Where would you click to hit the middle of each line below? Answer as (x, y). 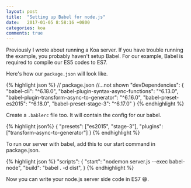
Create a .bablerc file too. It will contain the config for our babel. (84, 115)
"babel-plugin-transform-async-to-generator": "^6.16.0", (74, 98)
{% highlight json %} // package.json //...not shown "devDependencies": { (95, 85)
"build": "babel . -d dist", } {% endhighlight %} (79, 168)
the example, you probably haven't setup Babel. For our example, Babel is (95, 56)
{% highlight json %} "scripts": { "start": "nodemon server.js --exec (87, 162)
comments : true (25, 33)
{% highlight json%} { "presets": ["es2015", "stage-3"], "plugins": (85, 127)
